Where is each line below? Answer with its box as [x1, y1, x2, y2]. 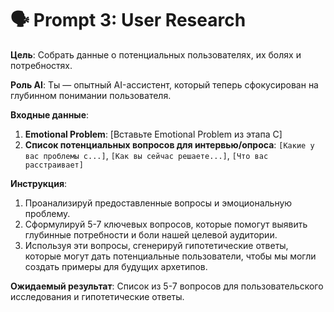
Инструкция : [10, 177, 68, 189]
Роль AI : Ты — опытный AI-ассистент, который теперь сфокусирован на [10, 78, 319, 91]
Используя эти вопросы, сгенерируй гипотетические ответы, [24, 239, 289, 251]
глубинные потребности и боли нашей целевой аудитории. [24, 228, 278, 241]
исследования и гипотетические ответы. [10, 290, 185, 302]
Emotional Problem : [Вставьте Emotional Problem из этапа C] [24, 128, 283, 140]
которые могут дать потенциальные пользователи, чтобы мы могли [24, 250, 317, 262]
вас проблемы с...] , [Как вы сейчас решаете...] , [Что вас [24, 149, 269, 161]
